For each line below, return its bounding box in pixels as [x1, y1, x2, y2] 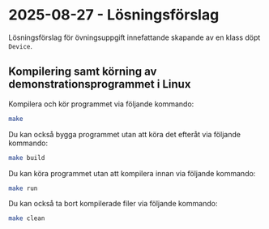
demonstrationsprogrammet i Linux [8, 77, 191, 91]
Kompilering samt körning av [8, 65, 157, 79]
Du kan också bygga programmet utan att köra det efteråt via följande [8, 129, 241, 139]
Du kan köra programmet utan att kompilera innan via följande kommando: [8, 168, 256, 178]
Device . [8, 41, 32, 50]
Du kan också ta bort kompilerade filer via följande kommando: [8, 199, 218, 209]
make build [8, 153, 45, 162]
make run [8, 184, 38, 192]
